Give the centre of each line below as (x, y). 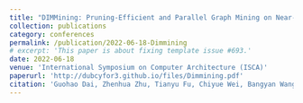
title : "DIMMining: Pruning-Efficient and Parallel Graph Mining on (141, 17)
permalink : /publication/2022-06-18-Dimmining (98, 43)
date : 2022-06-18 (42, 59)
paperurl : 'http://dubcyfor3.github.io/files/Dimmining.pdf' (127, 76)
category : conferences (52, 34)
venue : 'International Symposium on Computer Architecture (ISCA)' (139, 68)
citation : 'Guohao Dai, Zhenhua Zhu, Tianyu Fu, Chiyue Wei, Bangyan (143, 84)
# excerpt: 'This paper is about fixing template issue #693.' (131, 51)
